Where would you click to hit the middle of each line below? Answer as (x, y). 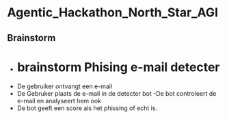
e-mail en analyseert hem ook (59, 101)
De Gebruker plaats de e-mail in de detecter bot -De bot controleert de (117, 93)
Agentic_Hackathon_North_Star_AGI (113, 13)
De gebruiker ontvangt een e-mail (65, 86)
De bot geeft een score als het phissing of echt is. (87, 108)
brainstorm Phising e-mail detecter (118, 67)
